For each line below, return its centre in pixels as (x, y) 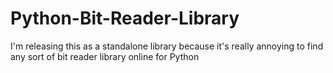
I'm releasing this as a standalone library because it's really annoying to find (167, 46)
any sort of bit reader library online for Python (105, 56)
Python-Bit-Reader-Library (125, 18)
